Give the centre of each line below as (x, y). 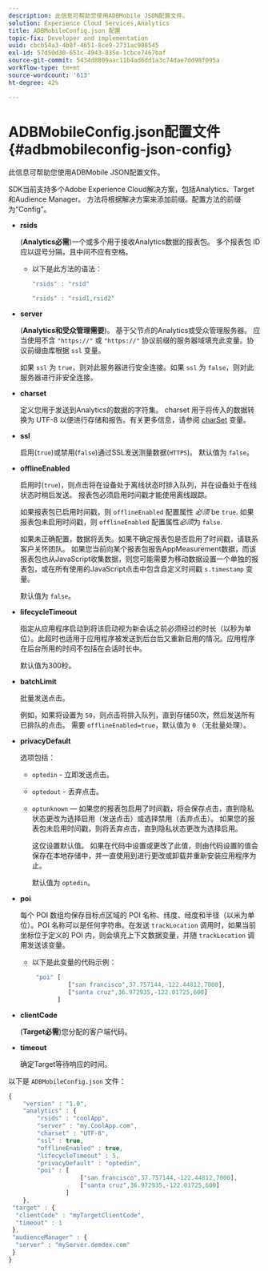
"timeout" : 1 (39, 1223)
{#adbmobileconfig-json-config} (120, 149)
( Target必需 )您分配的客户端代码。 (76, 1031)
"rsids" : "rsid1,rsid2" (73, 299)
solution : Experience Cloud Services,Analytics (89, 23)
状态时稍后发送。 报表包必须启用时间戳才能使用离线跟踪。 (116, 495)
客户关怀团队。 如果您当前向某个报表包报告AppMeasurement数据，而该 (138, 549)
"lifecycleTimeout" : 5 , (78, 1156)
